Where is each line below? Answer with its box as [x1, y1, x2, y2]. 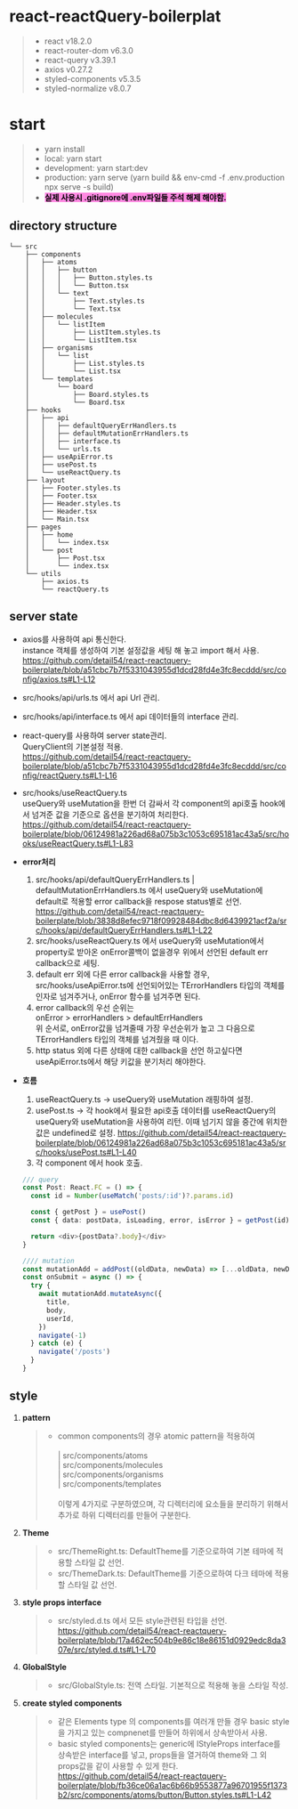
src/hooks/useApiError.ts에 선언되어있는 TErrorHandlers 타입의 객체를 [35, 979, 286, 990]
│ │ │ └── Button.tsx [25, 280, 129, 290]
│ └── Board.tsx [25, 398, 125, 407]
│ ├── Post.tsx [25, 554, 105, 563]
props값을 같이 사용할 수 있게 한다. [57, 1760, 179, 1771]
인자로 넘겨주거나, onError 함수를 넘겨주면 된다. [35, 991, 201, 1002]
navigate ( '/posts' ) [38, 1347, 111, 1357]
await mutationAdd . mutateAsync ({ [38, 1289, 163, 1299]
